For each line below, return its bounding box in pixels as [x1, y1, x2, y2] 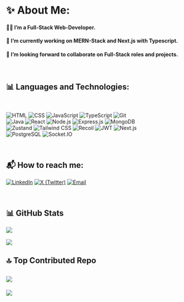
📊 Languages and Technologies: [6, 82, 130, 92]
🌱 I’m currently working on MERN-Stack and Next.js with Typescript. [6, 37, 179, 44]
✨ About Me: [6, 4, 70, 17]
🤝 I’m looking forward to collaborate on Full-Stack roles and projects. [6, 51, 179, 58]
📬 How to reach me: [6, 160, 84, 170]
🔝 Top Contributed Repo [6, 255, 96, 266]
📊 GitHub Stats [6, 208, 64, 218]
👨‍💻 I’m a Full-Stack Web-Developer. [6, 24, 96, 31]
